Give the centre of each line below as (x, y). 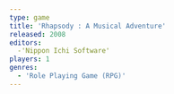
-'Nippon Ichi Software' (64, 51)
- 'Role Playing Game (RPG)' (72, 76)
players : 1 (30, 59)
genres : (24, 68)
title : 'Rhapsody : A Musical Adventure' (88, 26)
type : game (30, 17)
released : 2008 (38, 34)
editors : (26, 43)
